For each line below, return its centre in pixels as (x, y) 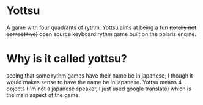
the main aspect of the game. (43, 95)
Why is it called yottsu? (67, 59)
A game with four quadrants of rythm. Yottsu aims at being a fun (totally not (102, 27)
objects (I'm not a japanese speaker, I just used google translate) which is (99, 89)
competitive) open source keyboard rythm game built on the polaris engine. (102, 34)
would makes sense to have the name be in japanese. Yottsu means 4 (94, 82)
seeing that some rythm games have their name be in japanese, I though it (100, 75)
